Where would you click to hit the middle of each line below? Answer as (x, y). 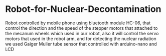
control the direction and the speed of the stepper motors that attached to (81, 28)
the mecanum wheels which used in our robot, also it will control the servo (82, 33)
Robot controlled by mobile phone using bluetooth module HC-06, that (78, 23)
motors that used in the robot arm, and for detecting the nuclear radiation (81, 39)
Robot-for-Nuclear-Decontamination (83, 9)
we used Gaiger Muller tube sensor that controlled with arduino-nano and (81, 44)
